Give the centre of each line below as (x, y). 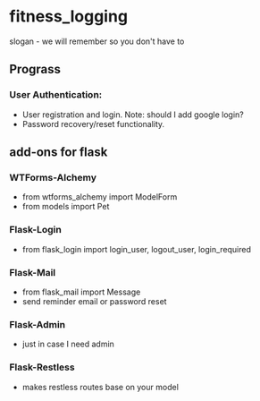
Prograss (35, 69)
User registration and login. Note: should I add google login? (133, 115)
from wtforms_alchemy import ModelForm (100, 197)
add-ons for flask (59, 153)
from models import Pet (66, 207)
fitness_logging (68, 17)
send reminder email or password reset (94, 301)
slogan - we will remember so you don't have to (97, 41)
